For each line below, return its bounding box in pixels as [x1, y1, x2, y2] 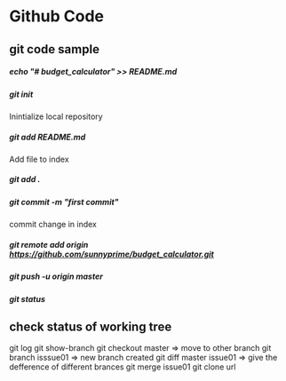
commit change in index [9, 219, 98, 230]
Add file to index [9, 154, 69, 164]
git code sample [9, 42, 100, 57]
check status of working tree [9, 319, 172, 334]
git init [9, 89, 34, 99]
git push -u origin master [9, 271, 104, 282]
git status [9, 293, 46, 304]
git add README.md [9, 131, 86, 142]
